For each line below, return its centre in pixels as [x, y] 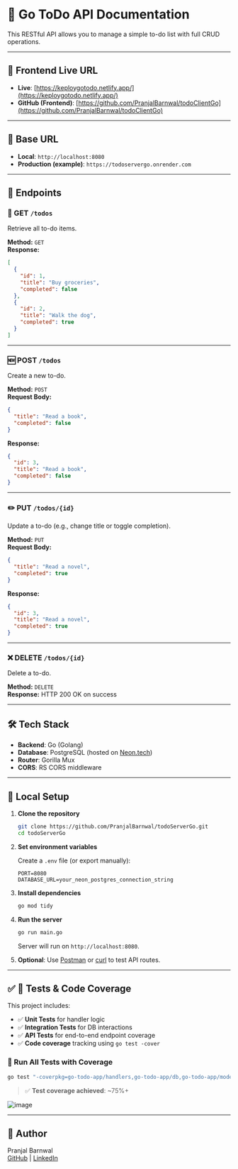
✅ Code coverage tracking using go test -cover [89, 1043]
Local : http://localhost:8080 [61, 156]
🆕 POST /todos [34, 360]
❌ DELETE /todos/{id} [46, 658]
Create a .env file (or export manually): [74, 860]
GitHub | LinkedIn [33, 1158]
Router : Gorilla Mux [46, 760]
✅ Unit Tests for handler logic [61, 1019]
